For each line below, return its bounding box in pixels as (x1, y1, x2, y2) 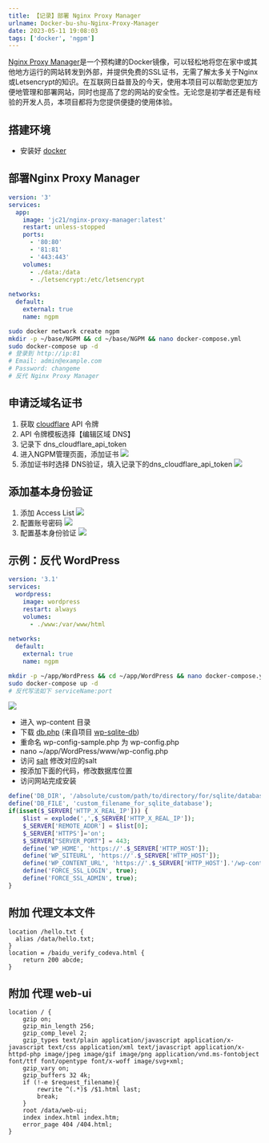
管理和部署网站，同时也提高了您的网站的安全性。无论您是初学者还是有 (22, 87, 254, 97)
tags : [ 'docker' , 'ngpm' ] (8, 34, 94, 43)
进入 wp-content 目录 (19, 718, 91, 727)
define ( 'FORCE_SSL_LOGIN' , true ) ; (22, 867, 138, 875)
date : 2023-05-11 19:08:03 (8, 26, 98, 35)
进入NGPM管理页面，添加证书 (19, 449, 119, 458)
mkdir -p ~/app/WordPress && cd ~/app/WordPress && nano (8, 672, 203, 680)
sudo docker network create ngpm (8, 327, 120, 336)
